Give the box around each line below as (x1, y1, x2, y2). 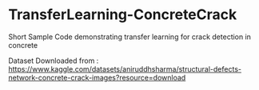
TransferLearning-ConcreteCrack (8, 6, 237, 24)
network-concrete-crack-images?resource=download (8, 72, 186, 82)
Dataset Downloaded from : (8, 56, 99, 65)
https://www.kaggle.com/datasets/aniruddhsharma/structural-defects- (8, 64, 242, 73)
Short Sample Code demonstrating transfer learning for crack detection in (8, 32, 252, 41)
